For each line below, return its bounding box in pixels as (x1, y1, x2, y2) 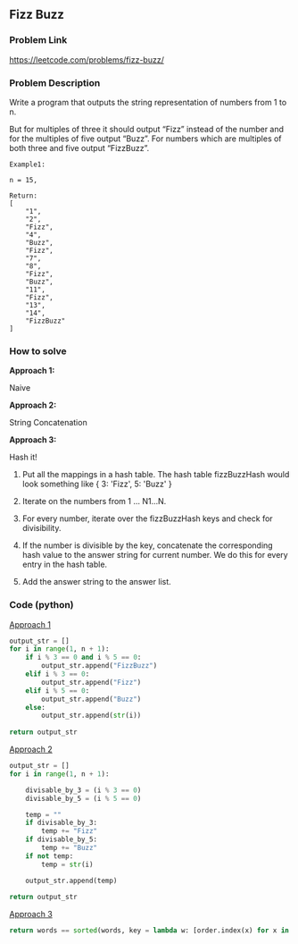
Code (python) (9, 599, 74, 611)
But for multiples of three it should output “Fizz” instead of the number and (9, 123, 284, 134)
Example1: (9, 160, 46, 169)
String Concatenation (9, 417, 87, 428)
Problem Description (9, 76, 101, 88)
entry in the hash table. (21, 559, 108, 570)
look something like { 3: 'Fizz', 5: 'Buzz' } (21, 478, 172, 490)
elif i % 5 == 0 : (25, 686, 90, 695)
